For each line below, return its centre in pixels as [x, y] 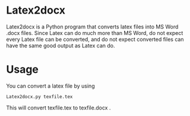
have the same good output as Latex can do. [61, 46]
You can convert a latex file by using [50, 86]
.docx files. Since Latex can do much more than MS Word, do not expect [95, 33]
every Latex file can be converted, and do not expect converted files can [95, 39]
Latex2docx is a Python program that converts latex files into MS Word [92, 27]
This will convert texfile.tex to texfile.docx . [58, 108]
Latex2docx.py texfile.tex [39, 96]
